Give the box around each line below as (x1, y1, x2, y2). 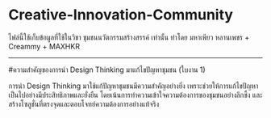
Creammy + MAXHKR (8, 41, 81, 51)
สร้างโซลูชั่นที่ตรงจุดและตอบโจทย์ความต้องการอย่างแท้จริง (8, 99, 160, 108)
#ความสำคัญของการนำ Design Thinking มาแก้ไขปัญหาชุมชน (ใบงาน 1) (8, 65, 206, 74)
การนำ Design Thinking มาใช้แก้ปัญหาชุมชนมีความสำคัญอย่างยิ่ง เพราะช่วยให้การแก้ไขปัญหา (8, 81, 259, 91)
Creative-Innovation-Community (8, 6, 234, 24)
